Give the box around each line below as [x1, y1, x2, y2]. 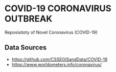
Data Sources [4, 43, 47, 52]
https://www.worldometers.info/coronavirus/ [11, 61, 102, 67]
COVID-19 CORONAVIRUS [4, 3, 112, 14]
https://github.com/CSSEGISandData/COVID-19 [11, 56, 108, 62]
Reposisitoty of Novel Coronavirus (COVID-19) [4, 29, 98, 35]
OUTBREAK [4, 13, 52, 24]
